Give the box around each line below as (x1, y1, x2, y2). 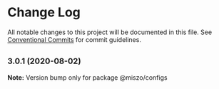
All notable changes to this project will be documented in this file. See (7, 28, 213, 36)
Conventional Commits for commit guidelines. (7, 35, 141, 43)
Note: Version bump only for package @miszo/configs (7, 73, 168, 82)
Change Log (7, 4, 81, 21)
